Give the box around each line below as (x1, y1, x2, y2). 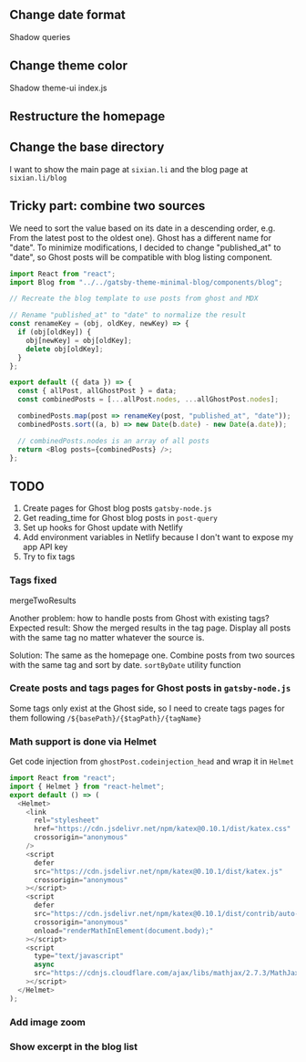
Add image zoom (9, 1015, 87, 1028)
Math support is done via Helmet (9, 734, 157, 747)
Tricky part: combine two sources (9, 198, 206, 213)
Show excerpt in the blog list (9, 1040, 138, 1053)
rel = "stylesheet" (33, 816, 100, 825)
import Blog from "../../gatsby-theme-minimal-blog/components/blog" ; (9, 277, 283, 286)
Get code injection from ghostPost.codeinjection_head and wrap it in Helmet (9, 756, 294, 767)
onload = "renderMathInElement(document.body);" (33, 926, 214, 935)
